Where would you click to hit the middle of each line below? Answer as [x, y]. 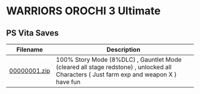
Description [124, 50]
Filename [30, 50]
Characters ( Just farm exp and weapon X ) [116, 74]
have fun [68, 82]
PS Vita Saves [32, 33]
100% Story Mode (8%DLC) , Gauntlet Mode [119, 59]
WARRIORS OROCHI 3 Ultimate [83, 11]
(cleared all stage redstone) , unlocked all [113, 67]
